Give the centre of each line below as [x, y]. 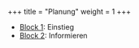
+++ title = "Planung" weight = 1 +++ [69, 12]
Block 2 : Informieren [53, 36]
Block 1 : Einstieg [47, 27]
